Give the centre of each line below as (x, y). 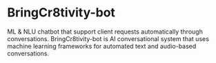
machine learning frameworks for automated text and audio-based (102, 46)
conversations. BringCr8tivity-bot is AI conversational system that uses (108, 38)
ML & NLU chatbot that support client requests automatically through (105, 32)
